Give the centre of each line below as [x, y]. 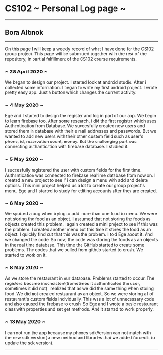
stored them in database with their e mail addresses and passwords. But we [81, 131]
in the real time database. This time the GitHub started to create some [75, 245]
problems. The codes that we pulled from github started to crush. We [74, 250]
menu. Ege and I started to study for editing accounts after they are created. [81, 191]
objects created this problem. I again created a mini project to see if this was [81, 224]
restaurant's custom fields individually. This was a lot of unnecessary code [80, 299]
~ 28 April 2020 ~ [26, 71]
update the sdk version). [29, 343]
